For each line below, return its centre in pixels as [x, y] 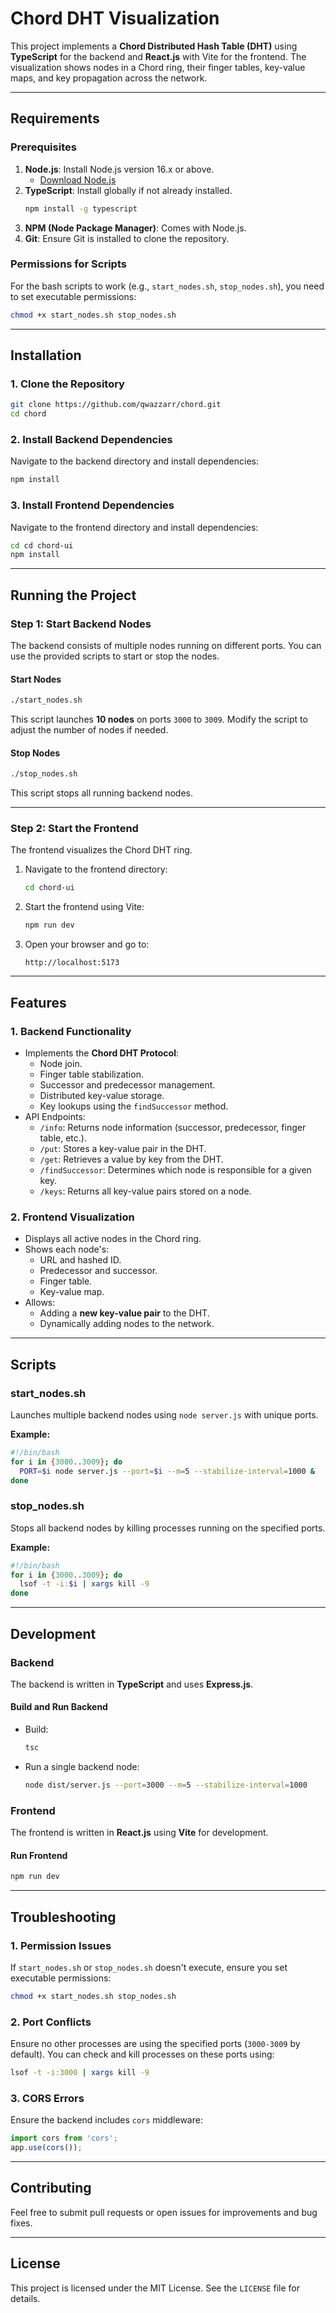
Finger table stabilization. [91, 1074]
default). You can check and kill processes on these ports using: [142, 2054]
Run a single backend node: [82, 1766]
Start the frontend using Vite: [84, 907]
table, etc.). [63, 1138]
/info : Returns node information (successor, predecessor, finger [173, 1127]
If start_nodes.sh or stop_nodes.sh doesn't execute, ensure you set [149, 1967]
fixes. [21, 2223]
